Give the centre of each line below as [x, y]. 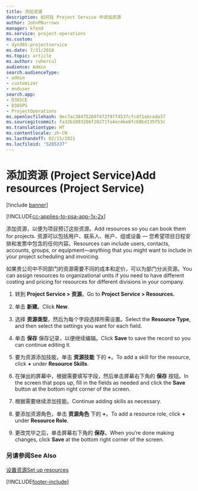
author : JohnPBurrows [33, 23]
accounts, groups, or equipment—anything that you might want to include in [99, 250]
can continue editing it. [43, 344]
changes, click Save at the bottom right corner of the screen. [89, 439]
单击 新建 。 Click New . [42, 306]
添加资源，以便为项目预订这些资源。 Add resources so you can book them [96, 229]
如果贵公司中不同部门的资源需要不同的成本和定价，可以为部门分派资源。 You [99, 268]
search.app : [21, 94]
